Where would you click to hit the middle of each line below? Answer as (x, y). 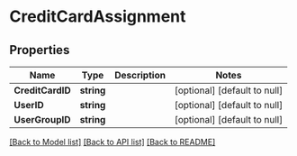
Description (140, 75)
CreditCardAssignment (98, 17)
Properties (40, 50)
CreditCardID (43, 90)
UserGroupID (42, 119)
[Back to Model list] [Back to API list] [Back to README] (112, 142)
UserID (29, 105)
